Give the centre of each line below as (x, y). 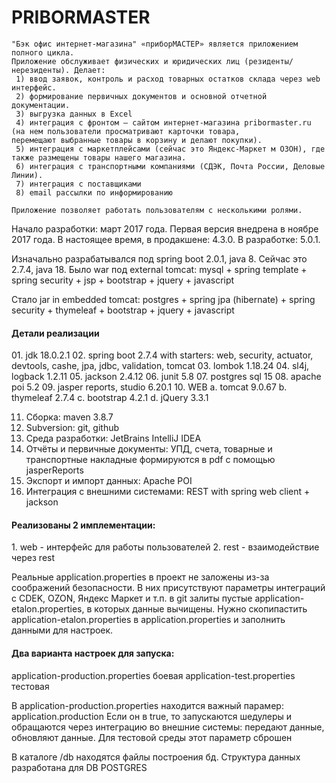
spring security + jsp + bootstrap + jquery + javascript (123, 280)
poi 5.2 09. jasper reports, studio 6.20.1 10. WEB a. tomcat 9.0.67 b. (149, 387)
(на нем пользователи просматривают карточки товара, (126, 131)
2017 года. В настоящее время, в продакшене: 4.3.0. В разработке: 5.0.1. (166, 239)
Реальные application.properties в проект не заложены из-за (140, 577)
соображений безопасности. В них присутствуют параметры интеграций (168, 588)
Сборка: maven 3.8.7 (69, 417)
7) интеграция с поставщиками (78, 184)
